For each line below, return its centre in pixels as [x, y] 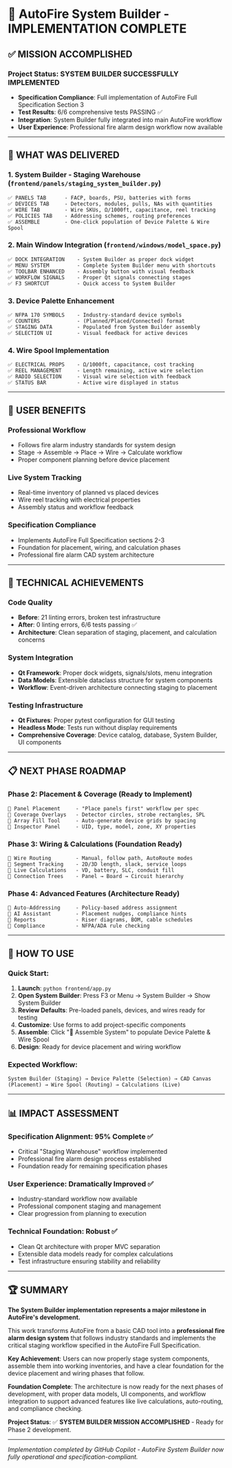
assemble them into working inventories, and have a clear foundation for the [116, 1366]
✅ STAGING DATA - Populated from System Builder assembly [104, 327]
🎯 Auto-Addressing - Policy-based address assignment [93, 908]
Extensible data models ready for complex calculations [95, 1254]
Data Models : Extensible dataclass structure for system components [115, 680]
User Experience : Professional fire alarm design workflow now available [120, 127]
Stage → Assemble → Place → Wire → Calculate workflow [100, 452]
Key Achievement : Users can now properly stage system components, [109, 1359]
